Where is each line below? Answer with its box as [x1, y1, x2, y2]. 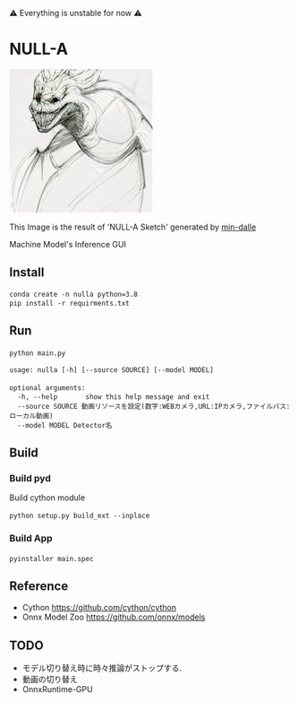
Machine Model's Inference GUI [9, 238, 127, 249]
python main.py [9, 349, 66, 358]
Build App [9, 533, 53, 545]
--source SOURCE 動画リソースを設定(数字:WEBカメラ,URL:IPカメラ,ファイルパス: [17, 402, 291, 411]
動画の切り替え [21, 674, 78, 685]
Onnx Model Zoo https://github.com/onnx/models [21, 611, 206, 622]
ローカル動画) [9, 412, 54, 420]
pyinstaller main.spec [9, 554, 94, 563]
